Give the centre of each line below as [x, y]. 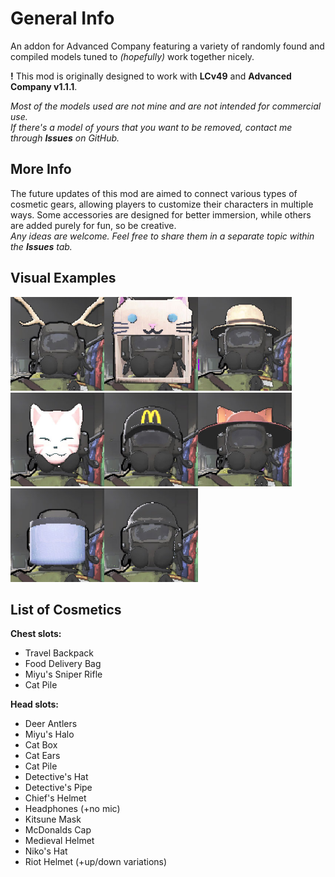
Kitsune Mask [53, 819]
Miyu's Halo [49, 734]
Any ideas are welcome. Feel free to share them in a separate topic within [162, 236]
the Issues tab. [41, 246]
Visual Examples [63, 278]
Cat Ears [42, 756]
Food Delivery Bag [63, 664]
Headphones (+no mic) [72, 809]
